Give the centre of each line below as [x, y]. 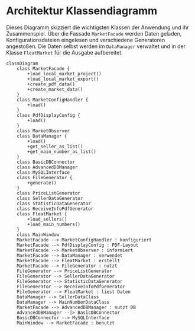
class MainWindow [38, 235]
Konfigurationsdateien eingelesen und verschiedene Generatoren [86, 40]
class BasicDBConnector [46, 162]
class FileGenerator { [45, 177]
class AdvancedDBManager [47, 167]
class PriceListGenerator [49, 193]
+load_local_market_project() [64, 74]
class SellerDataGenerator [50, 198]
